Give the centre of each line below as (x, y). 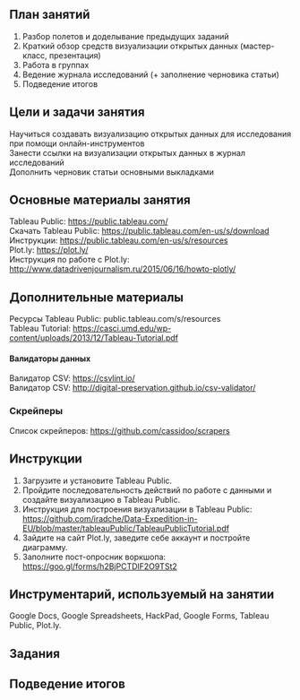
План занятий (50, 15)
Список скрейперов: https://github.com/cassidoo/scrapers (120, 430)
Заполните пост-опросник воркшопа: (94, 557)
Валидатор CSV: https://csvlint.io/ (73, 378)
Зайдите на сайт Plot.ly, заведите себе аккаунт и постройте (136, 538)
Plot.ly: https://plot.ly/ (49, 250)
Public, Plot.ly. (35, 626)
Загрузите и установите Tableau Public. (97, 480)
